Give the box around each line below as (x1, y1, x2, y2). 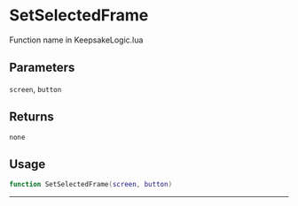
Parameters (9, 60, 75, 75)
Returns (9, 110, 55, 125)
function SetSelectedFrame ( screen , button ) (9, 180, 173, 189)
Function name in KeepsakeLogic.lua (9, 34, 144, 45)
